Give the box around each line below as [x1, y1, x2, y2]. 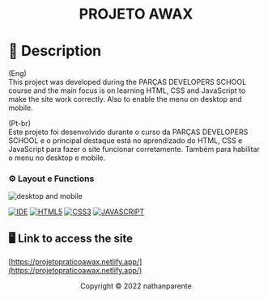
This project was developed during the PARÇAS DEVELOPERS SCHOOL [8, 78, 247, 87]
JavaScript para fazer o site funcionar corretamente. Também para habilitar [8, 145, 261, 154]
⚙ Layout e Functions [8, 173, 95, 184]
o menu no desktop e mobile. [8, 153, 106, 162]
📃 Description [8, 42, 102, 61]
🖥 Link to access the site [8, 231, 134, 245]
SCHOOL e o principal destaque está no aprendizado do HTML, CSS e [8, 136, 243, 145]
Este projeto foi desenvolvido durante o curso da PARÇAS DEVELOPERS [8, 127, 249, 137]
